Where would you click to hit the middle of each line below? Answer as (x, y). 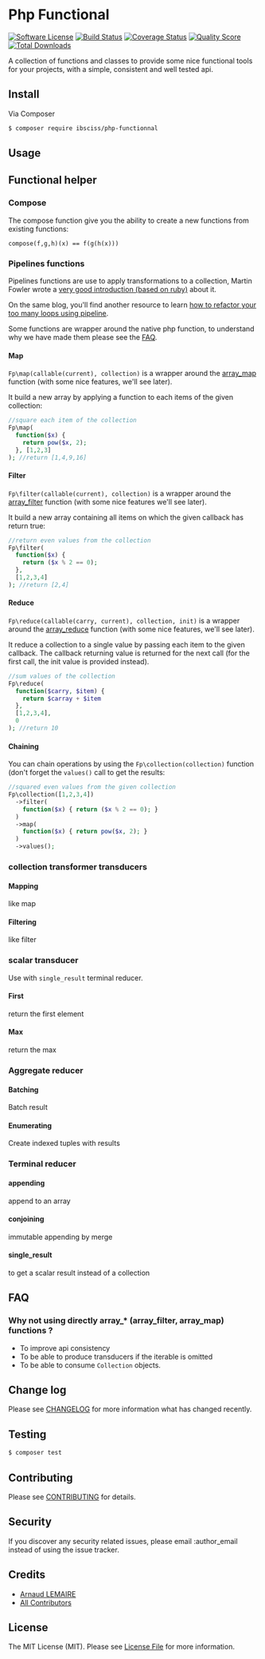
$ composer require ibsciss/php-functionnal (83, 128)
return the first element (46, 1014)
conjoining (26, 1219)
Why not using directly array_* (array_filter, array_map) (116, 1320)
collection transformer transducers (78, 866)
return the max (33, 1050)
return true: (27, 525)
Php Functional (59, 15)
